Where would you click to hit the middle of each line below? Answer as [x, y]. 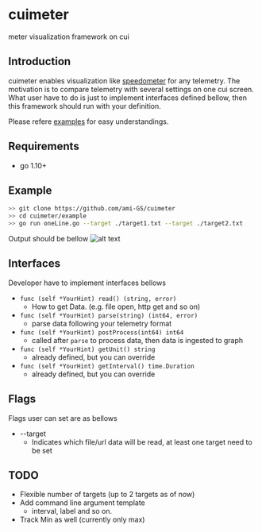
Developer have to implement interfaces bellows [87, 283]
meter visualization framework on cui [69, 37]
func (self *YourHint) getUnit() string [87, 349]
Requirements [44, 146]
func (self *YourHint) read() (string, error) [98, 299]
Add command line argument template [82, 503]
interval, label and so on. [72, 511]
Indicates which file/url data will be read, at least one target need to [142, 441]
